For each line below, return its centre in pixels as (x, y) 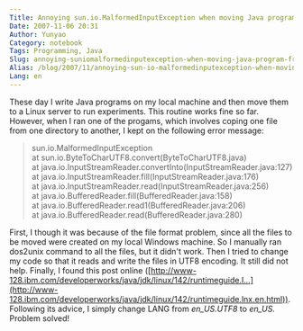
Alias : (22, 68)
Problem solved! (40, 318)
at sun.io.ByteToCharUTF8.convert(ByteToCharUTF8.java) (139, 157)
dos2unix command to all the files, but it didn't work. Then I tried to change (149, 251)
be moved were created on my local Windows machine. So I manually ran (146, 242)
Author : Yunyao (38, 34)
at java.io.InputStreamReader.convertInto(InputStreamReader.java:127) (162, 166)
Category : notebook (46, 43)
